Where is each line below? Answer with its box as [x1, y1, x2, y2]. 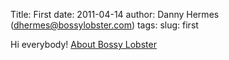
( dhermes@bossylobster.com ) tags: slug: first [10, 19, 199, 31]
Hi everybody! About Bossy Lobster [10, 39, 157, 50]
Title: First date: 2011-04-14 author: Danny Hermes [10, 9, 220, 20]
